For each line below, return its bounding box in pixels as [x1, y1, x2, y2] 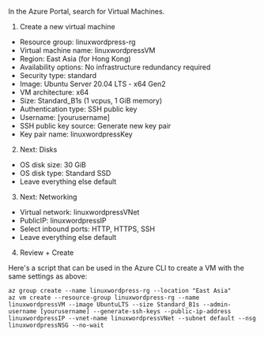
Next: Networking [19, 193, 77, 201]
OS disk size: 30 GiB [19, 160, 87, 169]
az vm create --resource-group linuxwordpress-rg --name [8, 294, 200, 301]
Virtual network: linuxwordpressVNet [19, 208, 140, 216]
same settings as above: [8, 271, 88, 281]
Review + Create [19, 248, 74, 257]
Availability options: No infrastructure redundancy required [19, 62, 211, 72]
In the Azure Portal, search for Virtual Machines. [8, 7, 165, 16]
